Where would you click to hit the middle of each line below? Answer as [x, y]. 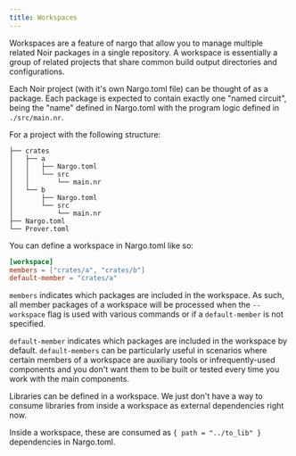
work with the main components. [70, 379]
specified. [28, 324]
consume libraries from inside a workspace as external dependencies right [147, 406]
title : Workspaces [43, 17]
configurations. [37, 71]
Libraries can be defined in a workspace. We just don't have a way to [136, 396]
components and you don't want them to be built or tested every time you [144, 369]
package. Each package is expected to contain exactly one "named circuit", [148, 98]
